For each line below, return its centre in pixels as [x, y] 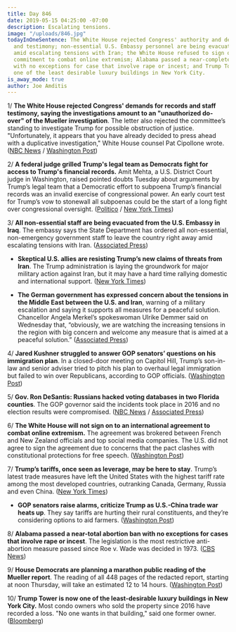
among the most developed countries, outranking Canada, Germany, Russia [117, 484]
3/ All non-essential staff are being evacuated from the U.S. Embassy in [114, 223]
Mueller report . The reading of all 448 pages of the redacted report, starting [118, 577]
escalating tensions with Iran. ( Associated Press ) [78, 245]
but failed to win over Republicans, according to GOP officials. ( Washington [116, 376]
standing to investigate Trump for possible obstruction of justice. [101, 128]
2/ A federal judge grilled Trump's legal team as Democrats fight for [108, 164]
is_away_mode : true [36, 79]
